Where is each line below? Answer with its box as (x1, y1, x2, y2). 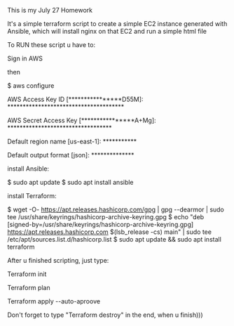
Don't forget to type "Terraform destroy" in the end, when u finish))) (7, 311, 203, 319)
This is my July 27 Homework (7, 6, 93, 14)
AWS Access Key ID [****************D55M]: (7, 95, 144, 103)
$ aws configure (7, 81, 55, 90)
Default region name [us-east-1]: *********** (7, 137, 137, 145)
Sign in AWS (7, 54, 43, 63)
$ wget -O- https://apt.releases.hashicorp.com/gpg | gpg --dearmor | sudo (7, 205, 224, 214)
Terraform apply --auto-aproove (7, 297, 100, 305)
